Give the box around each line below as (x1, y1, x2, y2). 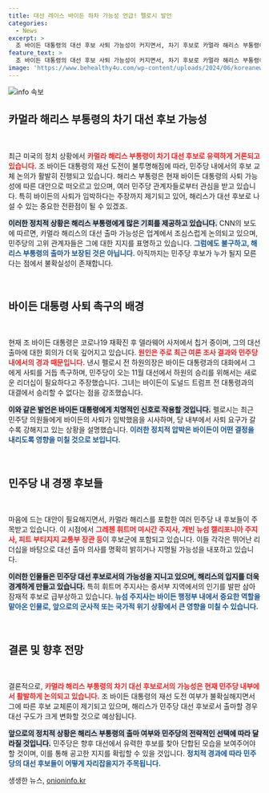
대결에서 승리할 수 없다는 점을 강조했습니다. (8, 388, 143, 398)
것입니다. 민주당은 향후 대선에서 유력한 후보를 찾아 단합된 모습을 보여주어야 (22, 738, 256, 748)
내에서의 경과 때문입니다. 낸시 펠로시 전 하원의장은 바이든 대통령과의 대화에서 (8, 358, 247, 367)
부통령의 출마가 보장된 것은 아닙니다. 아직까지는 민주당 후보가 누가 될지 (22, 248, 242, 257)
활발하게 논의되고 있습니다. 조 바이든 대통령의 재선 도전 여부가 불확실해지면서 (16, 691, 255, 701)
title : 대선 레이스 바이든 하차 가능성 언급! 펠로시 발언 (8, 11, 172, 20)
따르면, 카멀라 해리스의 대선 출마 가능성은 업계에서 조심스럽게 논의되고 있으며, (16, 228, 259, 237)
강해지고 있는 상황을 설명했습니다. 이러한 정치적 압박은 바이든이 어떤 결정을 (22, 425, 255, 435)
